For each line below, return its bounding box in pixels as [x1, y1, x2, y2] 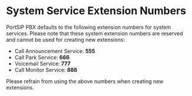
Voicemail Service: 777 [14, 60, 71, 67]
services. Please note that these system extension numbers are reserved [6, 29, 183, 37]
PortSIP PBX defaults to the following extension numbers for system [6, 24, 171, 31]
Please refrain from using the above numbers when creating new [6, 78, 164, 85]
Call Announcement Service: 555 [14, 47, 95, 54]
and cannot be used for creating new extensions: [6, 36, 125, 43]
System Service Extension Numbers [6, 4, 187, 18]
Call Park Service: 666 [14, 54, 69, 61]
